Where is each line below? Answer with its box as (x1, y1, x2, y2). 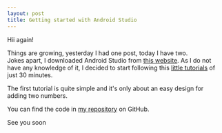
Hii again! (7, 35, 34, 43)
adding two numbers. (7, 91, 68, 100)
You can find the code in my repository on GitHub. (7, 105, 150, 113)
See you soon (7, 118, 46, 126)
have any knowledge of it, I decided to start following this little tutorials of (7, 63, 216, 72)
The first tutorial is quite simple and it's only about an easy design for (7, 84, 204, 92)
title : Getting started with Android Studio (7, 17, 137, 23)
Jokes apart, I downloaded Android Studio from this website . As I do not (7, 56, 212, 64)
